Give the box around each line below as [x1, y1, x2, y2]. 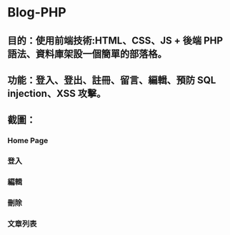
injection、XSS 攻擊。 [7, 87, 106, 100]
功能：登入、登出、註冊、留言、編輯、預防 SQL [7, 74, 216, 86]
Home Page [7, 136, 49, 146]
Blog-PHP [7, 4, 66, 21]
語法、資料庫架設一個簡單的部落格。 [7, 48, 167, 60]
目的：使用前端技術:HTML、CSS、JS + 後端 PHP [7, 34, 224, 46]
